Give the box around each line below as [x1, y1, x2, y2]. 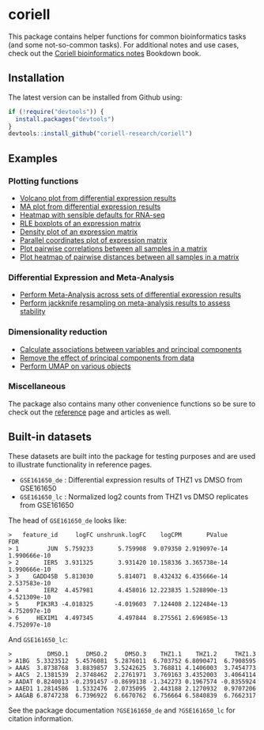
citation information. [8, 713, 74, 723]
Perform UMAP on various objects [19, 361, 132, 371]
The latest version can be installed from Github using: [8, 93, 183, 102]
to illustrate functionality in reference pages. [8, 460, 153, 469]
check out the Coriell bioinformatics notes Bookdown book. [8, 48, 202, 58]
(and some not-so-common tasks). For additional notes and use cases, [8, 40, 239, 49]
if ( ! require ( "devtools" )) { [8, 108, 104, 115]
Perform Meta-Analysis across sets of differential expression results [19, 290, 242, 300]
